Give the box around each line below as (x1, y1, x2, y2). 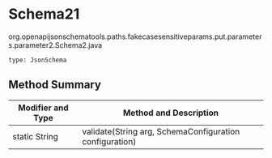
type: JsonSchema (8, 56, 67, 64)
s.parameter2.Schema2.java (8, 40, 103, 49)
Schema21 (8, 5, 80, 23)
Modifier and (17, 102, 69, 113)
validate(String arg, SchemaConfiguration (82, 126, 240, 137)
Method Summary (8, 78, 101, 92)
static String (12, 130, 59, 142)
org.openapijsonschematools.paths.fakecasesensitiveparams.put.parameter (8, 32, 262, 41)
